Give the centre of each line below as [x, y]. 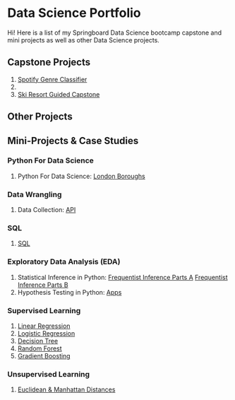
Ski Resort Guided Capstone [59, 94]
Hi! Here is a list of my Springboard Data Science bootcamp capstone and [115, 33]
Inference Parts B [43, 285]
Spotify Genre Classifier [52, 79]
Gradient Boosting [44, 356]
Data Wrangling [35, 194]
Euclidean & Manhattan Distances [66, 389]
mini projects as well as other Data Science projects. [84, 40]
